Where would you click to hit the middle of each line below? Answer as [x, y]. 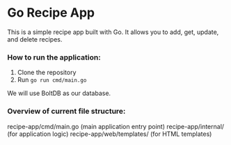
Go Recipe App [51, 13]
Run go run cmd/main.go [52, 80]
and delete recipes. [35, 39]
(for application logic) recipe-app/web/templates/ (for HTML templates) [110, 134]
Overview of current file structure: [66, 111]
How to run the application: [54, 57]
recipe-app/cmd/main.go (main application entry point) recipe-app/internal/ [116, 126]
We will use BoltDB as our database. [59, 93]
